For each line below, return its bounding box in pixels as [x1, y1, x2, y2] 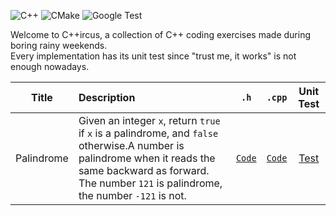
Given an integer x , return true [78, 114, 221, 127]
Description [78, 91, 136, 104]
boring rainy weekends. [10, 40, 108, 51]
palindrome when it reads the [78, 151, 216, 165]
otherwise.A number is [78, 139, 185, 152]
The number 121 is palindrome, [78, 176, 223, 190]
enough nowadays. [10, 61, 90, 72]
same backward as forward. [78, 164, 210, 177]
